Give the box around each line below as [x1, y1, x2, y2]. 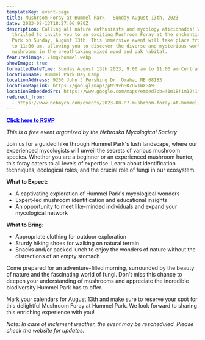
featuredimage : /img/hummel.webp [6, 54, 92, 60]
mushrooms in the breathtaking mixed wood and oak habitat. [12, 49, 168, 55]
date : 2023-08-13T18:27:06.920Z [6, 20, 88, 26]
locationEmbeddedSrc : [6, 89, 62, 95]
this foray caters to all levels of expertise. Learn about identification [6, 159, 176, 167]
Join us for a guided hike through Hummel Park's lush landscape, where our [6, 140, 198, 147]
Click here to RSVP [6, 117, 55, 124]
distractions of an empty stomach [15, 252, 100, 259]
